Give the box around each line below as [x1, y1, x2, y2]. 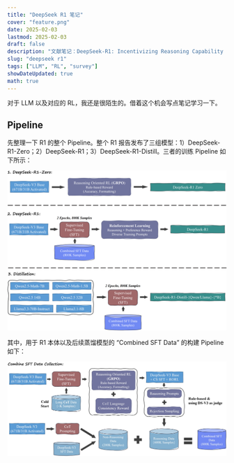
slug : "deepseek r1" [7, 56, 68, 63]
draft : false [7, 41, 45, 48]
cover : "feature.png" [7, 18, 70, 26]
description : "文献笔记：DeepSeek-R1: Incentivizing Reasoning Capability [7, 48, 224, 55]
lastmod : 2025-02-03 [7, 34, 68, 41]
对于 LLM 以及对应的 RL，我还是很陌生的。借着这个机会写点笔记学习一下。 [7, 98, 221, 107]
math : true [7, 78, 39, 84]
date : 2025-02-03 [7, 26, 58, 33]
